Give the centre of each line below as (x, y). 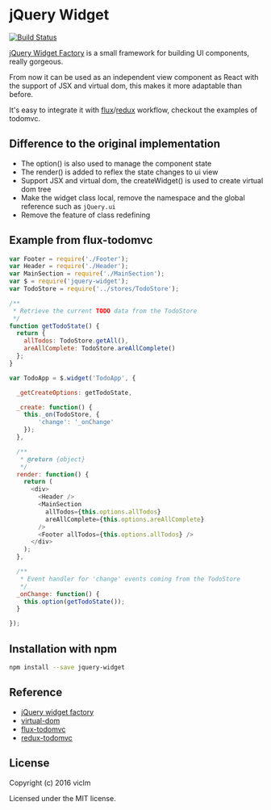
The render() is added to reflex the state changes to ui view (119, 172)
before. (21, 94)
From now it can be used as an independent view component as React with (134, 77)
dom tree (36, 189)
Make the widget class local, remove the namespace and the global (133, 197)
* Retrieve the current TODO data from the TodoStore (105, 311)
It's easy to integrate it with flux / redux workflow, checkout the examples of (133, 110)
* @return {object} (52, 459)
